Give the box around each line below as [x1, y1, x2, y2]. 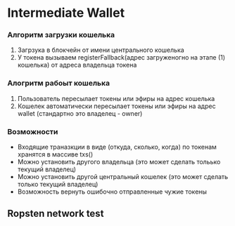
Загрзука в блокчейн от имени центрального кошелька [17, 46, 184, 54]
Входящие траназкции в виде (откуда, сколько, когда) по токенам [17, 142, 217, 152]
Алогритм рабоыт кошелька [7, 79, 110, 88]
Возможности [7, 126, 58, 136]
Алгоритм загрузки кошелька [7, 30, 115, 40]
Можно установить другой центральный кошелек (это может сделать [17, 173, 229, 181]
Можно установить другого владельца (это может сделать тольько [17, 158, 221, 166]
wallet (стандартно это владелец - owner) [17, 109, 143, 117]
